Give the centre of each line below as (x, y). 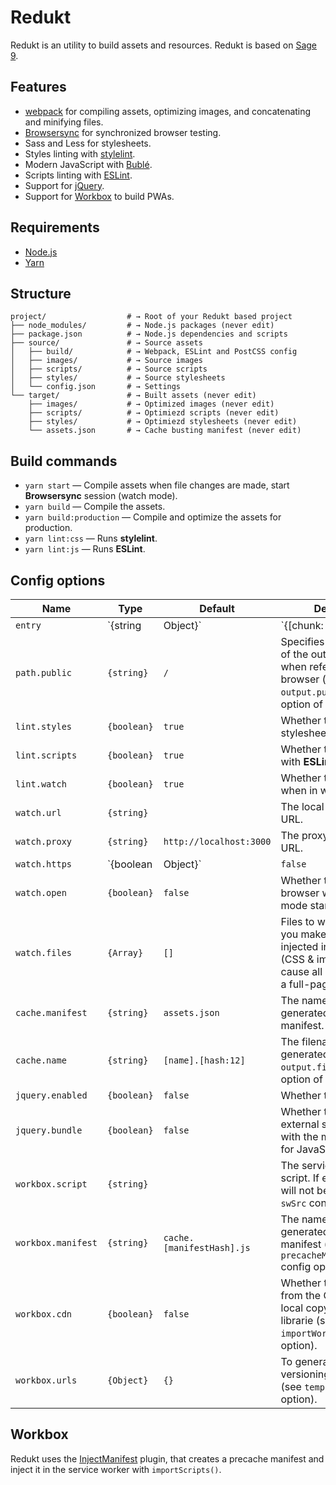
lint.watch (41, 784)
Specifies (302, 641)
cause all (301, 971)
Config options (58, 580)
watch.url (38, 812)
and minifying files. (64, 122)
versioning (305, 1374)
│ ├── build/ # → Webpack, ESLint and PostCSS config (154, 352)
